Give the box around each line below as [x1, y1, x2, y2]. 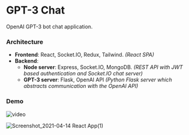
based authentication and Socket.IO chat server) [23, 70, 143, 77]
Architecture [6, 38, 44, 46]
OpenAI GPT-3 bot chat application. [6, 23, 93, 30]
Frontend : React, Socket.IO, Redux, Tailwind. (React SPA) [14, 51, 155, 58]
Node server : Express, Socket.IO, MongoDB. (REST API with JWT [23, 64, 183, 71]
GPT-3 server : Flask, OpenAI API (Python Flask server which [23, 76, 172, 83]
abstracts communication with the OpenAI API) [23, 83, 139, 90]
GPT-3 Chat [6, 4, 65, 17]
